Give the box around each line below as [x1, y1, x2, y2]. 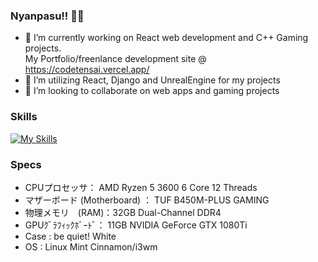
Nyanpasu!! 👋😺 [10, 9, 85, 23]
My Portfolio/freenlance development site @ [24, 53, 207, 65]
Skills [10, 110, 38, 124]
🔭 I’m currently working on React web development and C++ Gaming [24, 32, 309, 44]
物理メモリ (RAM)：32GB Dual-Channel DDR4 [24, 206, 222, 218]
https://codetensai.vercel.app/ [24, 64, 150, 76]
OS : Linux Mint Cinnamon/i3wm [24, 240, 158, 253]
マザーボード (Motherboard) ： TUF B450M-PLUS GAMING [24, 194, 270, 206]
